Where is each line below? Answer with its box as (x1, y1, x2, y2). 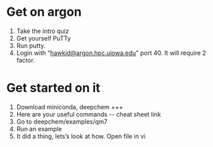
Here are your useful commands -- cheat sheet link (16, 110, 162, 118)
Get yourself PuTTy (16, 34, 71, 42)
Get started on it (6, 80, 101, 96)
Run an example (16, 124, 62, 133)
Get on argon (6, 4, 82, 20)
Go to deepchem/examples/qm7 (16, 117, 108, 126)
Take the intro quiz (16, 27, 69, 35)
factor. (16, 56, 35, 64)
